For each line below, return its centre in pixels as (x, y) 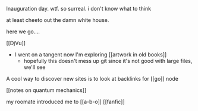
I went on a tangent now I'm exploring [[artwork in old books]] (91, 55)
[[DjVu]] (16, 43)
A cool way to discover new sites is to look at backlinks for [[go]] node (92, 79)
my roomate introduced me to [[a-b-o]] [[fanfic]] (65, 102)
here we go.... (23, 31)
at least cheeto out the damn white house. (58, 20)
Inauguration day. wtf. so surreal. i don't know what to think (79, 9)
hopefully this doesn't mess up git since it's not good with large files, (108, 61)
